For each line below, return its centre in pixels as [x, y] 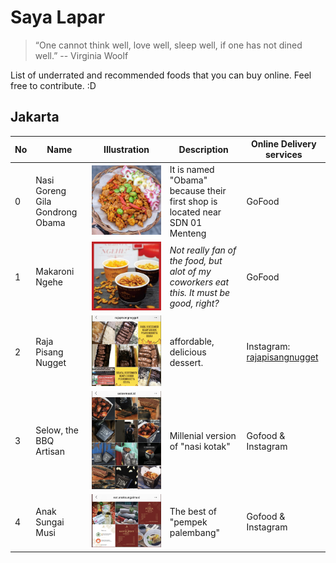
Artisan [50, 452]
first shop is [193, 201]
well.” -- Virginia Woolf [81, 55]
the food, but [196, 261]
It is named [192, 169]
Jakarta [35, 117]
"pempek [188, 522]
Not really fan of [203, 250]
